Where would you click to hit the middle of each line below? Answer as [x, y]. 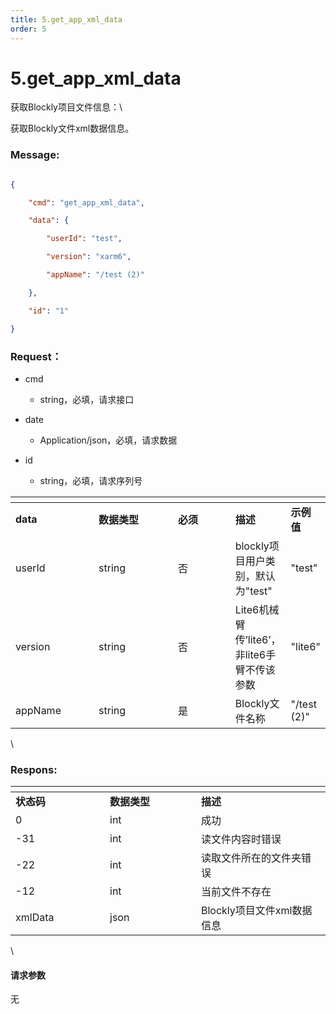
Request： [36, 356]
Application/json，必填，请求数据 [108, 440]
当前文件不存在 [236, 892]
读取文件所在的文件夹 [251, 858]
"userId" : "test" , [84, 239]
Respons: [34, 769]
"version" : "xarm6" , [89, 257]
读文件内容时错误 [241, 839]
